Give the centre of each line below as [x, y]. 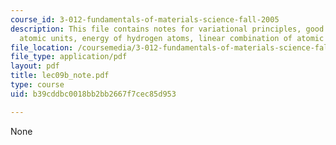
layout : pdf [35, 66]
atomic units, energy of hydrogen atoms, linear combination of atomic [172, 38]
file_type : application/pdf [69, 57]
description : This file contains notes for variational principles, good [167, 29]
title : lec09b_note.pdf [60, 76]
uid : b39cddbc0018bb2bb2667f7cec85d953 [93, 94]
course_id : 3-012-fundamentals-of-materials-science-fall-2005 [145, 19]
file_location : [42, 47]
